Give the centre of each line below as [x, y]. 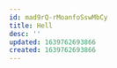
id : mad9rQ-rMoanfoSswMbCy [58, 17]
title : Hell [31, 26]
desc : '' [25, 34]
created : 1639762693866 [53, 50]
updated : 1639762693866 [53, 42]
